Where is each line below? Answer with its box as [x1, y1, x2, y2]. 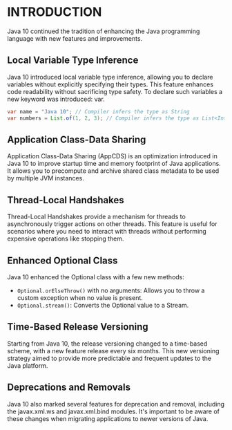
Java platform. [7, 361, 48, 370]
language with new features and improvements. [7, 34, 143, 42]
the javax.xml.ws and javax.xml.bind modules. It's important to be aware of [7, 407, 220, 415]
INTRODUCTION [7, 4, 102, 20]
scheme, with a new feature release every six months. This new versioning [7, 346, 220, 355]
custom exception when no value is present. [17, 293, 144, 301]
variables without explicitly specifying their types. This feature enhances [7, 80, 214, 88]
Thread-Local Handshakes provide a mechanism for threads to [7, 212, 186, 221]
